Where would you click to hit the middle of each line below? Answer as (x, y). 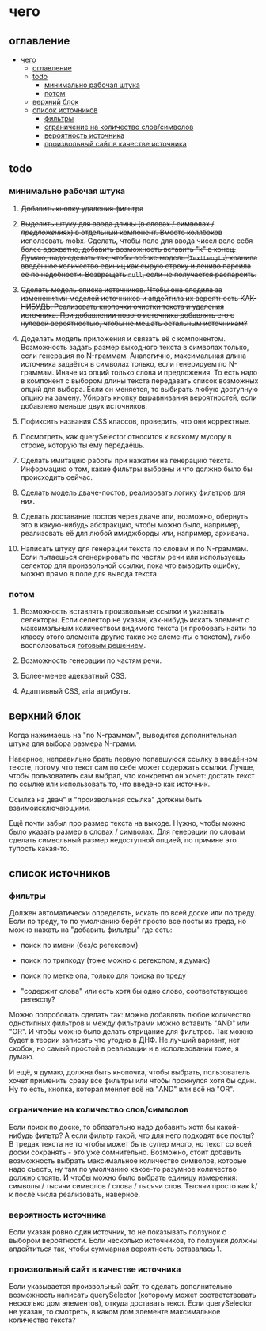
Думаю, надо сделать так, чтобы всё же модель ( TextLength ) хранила (139, 257)
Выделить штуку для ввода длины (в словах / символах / (117, 223)
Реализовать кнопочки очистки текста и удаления (139, 306)
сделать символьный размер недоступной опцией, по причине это (123, 840)
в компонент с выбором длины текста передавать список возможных (139, 380)
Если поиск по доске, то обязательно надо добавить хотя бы (112, 1127)
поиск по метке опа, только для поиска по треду (103, 975)
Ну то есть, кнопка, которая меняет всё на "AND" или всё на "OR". (122, 1089)
